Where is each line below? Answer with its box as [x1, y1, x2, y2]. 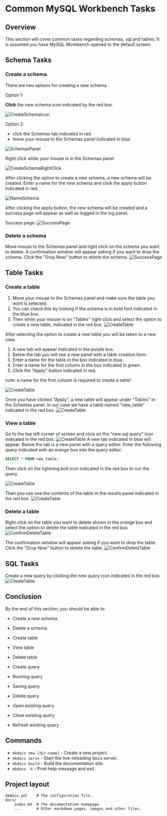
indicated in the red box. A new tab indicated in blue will [5, 436, 151, 442]
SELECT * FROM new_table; [5, 456, 59, 461]
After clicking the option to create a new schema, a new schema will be [5, 174, 152, 180]
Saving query [12, 683, 40, 689]
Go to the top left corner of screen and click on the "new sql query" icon [5, 431, 154, 437]
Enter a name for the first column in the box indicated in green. [12, 362, 141, 368]
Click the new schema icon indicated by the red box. [5, 101, 114, 107]
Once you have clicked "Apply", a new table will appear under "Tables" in [5, 396, 156, 402]
